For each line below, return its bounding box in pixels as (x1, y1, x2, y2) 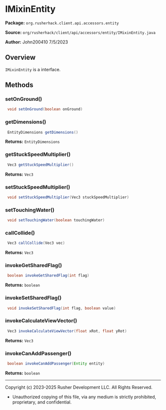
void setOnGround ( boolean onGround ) (7, 107, 83, 112)
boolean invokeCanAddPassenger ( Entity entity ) (7, 361, 105, 366)
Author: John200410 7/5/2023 (5, 39, 68, 45)
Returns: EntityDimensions (5, 138, 60, 144)
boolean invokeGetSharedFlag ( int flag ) (7, 273, 90, 278)
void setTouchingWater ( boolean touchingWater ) (7, 218, 105, 223)
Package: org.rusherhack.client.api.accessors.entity (5, 20, 119, 26)
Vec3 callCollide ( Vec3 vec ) (7, 241, 65, 246)
